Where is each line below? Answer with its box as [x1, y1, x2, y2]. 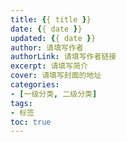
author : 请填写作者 [10, 42, 84, 53]
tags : [10, 98, 33, 108]
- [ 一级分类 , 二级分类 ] [10, 89, 98, 99]
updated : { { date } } [10, 33, 97, 43]
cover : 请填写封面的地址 [10, 71, 102, 81]
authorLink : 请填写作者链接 [10, 52, 117, 62]
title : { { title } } [10, 14, 92, 25]
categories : [10, 80, 60, 90]
